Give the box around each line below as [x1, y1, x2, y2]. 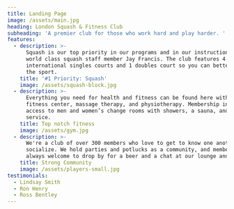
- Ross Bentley [13, 192, 58, 199]
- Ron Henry [13, 185, 49, 192]
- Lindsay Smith [13, 178, 61, 185]
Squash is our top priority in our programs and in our [25, 49, 192, 56]
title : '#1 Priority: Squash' [19, 75, 108, 82]
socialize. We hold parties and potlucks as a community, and [25, 146, 210, 153]
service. [25, 114, 52, 121]
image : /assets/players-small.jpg [19, 165, 120, 173]
